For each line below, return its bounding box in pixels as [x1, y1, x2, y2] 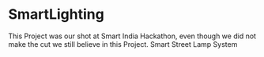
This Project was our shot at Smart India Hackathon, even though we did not [8, 31, 257, 41]
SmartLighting [8, 5, 104, 23]
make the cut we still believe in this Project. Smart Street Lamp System [8, 39, 238, 48]
